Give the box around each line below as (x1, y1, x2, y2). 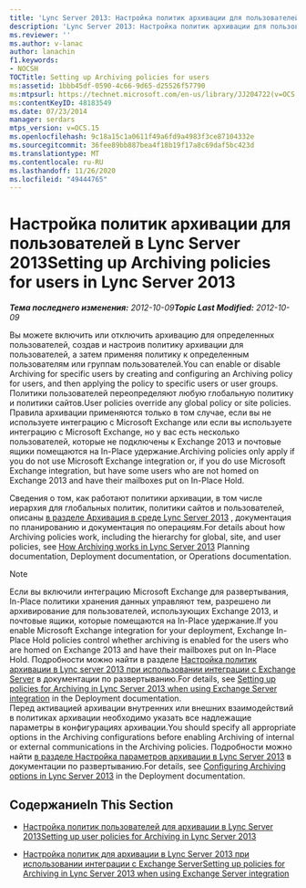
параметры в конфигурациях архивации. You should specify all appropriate (9, 722, 296, 733)
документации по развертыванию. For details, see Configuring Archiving (9, 761, 287, 772)
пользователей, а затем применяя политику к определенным (9, 349, 250, 360)
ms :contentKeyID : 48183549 (9, 98, 112, 108)
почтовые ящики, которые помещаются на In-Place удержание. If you (9, 615, 279, 626)
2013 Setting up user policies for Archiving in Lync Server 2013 (22, 831, 257, 841)
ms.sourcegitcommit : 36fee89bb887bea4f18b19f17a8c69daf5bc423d (9, 141, 255, 150)
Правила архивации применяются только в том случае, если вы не (9, 407, 271, 418)
